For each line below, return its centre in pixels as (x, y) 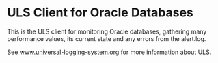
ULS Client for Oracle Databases (100, 13)
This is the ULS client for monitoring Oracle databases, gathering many (107, 32)
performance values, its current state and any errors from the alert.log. (107, 38)
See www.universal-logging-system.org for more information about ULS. (109, 52)
